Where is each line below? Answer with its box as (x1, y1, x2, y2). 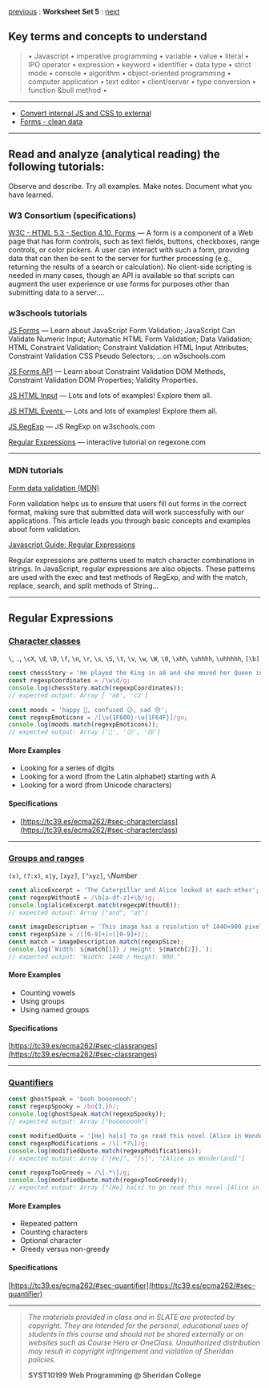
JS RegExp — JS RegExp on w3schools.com (8, 422, 155, 432)
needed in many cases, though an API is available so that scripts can (8, 270, 235, 280)
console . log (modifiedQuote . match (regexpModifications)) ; (8, 1147, 203, 1155)
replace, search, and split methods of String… (8, 581, 159, 590)
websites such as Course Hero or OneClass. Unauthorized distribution (27, 1338, 261, 1347)
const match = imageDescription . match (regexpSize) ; (8, 938, 184, 946)
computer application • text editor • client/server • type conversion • (27, 76, 256, 86)
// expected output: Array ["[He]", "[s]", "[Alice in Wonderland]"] (8, 1154, 246, 1162)
